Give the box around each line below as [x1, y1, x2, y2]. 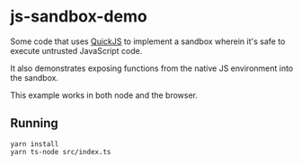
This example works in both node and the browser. [10, 90, 199, 100]
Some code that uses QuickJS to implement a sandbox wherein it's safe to [10, 36, 286, 47]
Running [10, 116, 59, 131]
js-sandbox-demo [10, 6, 147, 27]
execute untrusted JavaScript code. [10, 45, 143, 56]
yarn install [10, 139, 59, 149]
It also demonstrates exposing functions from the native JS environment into [10, 63, 294, 74]
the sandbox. [10, 72, 59, 82]
